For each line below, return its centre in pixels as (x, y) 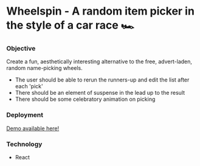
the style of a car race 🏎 (71, 25)
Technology (24, 144)
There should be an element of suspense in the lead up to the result (100, 93)
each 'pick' (29, 86)
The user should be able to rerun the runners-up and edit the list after (102, 80)
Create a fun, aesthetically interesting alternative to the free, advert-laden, (99, 61)
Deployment (25, 115)
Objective (21, 49)
